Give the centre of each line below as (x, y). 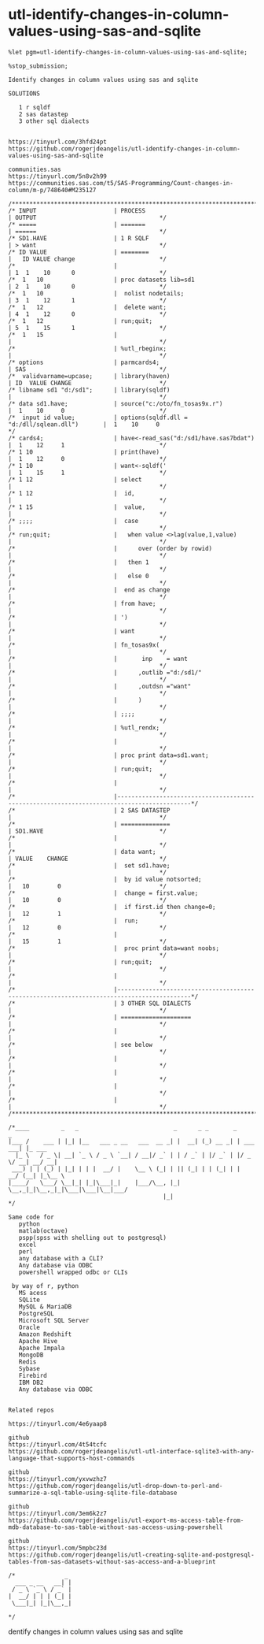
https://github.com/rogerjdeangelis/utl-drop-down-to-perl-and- (115, 1486)
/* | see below (81, 1045)
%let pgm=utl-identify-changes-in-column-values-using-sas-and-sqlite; (128, 52)
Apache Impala (42, 1348)
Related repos (31, 1410)
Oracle (29, 1327)
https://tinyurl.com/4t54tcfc (58, 1444)
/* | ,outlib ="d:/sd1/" (105, 672)
